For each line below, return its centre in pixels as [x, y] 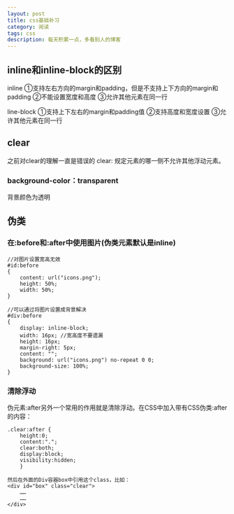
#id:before [23, 265]
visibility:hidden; [48, 460]
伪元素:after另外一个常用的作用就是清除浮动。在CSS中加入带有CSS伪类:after [117, 408]
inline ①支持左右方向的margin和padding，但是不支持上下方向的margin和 [113, 88]
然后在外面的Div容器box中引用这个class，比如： [69, 480]
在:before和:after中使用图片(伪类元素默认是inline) [92, 243]
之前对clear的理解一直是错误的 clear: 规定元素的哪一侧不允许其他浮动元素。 [116, 160]
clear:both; [37, 448]
